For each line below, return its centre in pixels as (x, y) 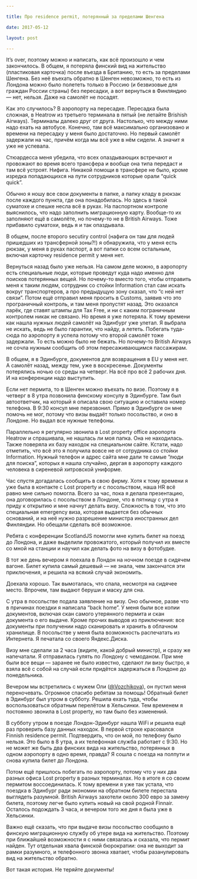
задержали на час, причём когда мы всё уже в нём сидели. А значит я (95, 140)
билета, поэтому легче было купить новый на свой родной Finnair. (90, 803)
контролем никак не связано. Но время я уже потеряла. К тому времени (98, 317)
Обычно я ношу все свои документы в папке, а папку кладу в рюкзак (94, 194)
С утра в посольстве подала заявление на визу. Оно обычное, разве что (98, 601)
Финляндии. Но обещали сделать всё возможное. (69, 524)
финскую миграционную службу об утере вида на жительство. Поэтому (98, 833)
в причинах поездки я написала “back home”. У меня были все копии (93, 608)
